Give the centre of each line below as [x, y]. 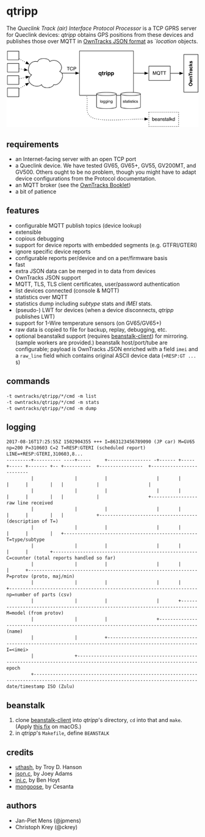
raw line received [30, 503]
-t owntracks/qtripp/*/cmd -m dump [52, 408]
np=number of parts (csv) [39, 595]
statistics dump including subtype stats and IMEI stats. [84, 303]
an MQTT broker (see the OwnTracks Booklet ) [73, 185]
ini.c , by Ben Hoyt [37, 780]
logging [21, 427]
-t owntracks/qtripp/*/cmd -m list [52, 396]
